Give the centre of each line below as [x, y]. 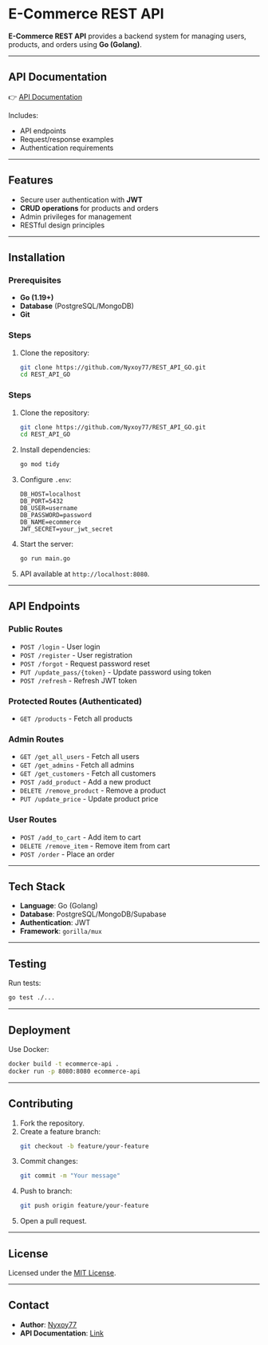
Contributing [41, 1104]
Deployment [39, 1030]
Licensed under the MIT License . [62, 1272]
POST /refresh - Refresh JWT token [78, 680]
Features [31, 180]
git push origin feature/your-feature [84, 1206]
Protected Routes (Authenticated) [75, 701]
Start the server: [47, 544]
